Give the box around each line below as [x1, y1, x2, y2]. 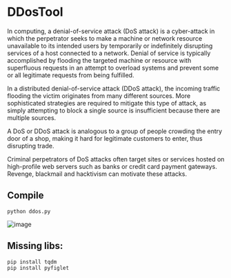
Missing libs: [7, 240, 63, 252]
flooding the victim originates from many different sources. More [7, 91, 191, 100]
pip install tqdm [7, 258, 57, 266]
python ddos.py [7, 208, 51, 215]
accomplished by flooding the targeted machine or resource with [7, 56, 192, 64]
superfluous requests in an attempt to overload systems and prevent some [7, 63, 219, 72]
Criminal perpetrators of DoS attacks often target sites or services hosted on [7, 155, 225, 163]
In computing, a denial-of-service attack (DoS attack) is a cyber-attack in [7, 27, 215, 35]
